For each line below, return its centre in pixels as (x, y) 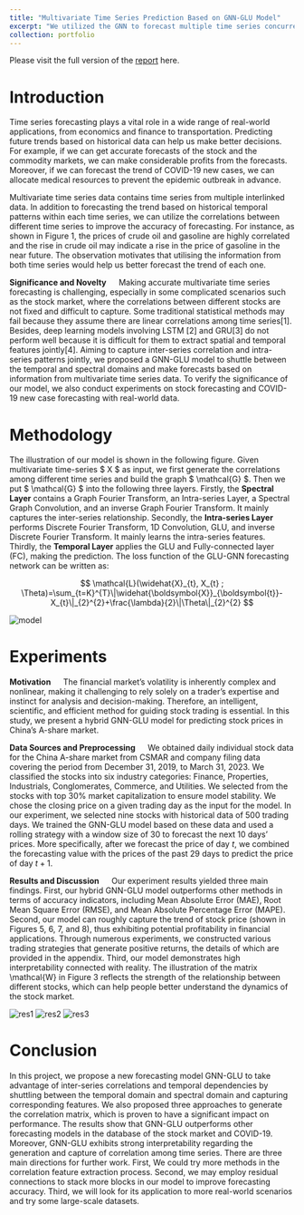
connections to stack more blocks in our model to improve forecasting (140, 1182)
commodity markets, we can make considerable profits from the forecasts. (148, 160)
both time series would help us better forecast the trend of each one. (138, 265)
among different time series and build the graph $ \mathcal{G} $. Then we (147, 479)
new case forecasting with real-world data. (100, 398)
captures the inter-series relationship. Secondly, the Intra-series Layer (142, 518)
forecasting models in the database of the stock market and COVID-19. (141, 1133)
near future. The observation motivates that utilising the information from (145, 256)
